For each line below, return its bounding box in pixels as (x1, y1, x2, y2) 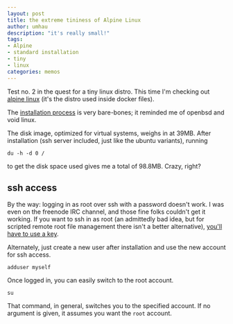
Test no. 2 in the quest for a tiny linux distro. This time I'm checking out (7, 87, 210, 96)
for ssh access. (7, 250, 51, 259)
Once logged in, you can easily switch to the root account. (7, 276, 174, 284)
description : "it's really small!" (7, 29, 110, 37)
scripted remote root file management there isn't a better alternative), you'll (7, 223, 223, 231)
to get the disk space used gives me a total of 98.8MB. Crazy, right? (7, 162, 201, 170)
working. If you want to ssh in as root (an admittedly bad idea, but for (7, 215, 205, 223)
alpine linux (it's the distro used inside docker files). (7, 94, 155, 103)
